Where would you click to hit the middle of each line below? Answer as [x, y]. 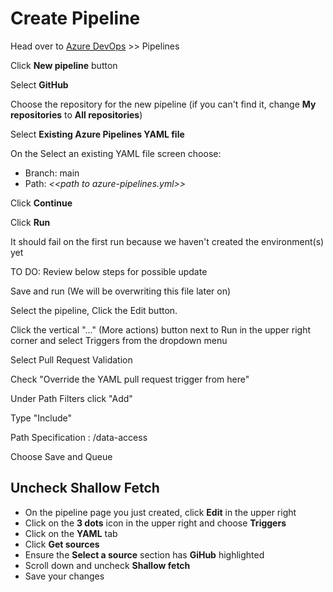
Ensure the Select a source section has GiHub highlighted [144, 554]
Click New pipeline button [64, 65]
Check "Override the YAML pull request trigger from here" [130, 379]
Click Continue [41, 203]
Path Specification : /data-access [79, 437]
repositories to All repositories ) [76, 114]
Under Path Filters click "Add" [71, 398]
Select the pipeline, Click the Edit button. [94, 310]
